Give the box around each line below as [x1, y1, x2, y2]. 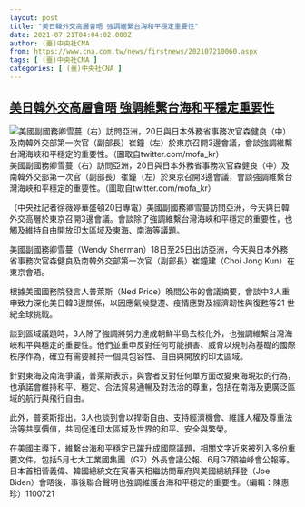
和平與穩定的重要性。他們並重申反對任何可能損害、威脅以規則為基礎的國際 [16, 339, 296, 350]
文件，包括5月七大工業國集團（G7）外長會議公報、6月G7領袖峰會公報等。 [16, 453, 295, 464]
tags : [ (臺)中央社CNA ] [9, 55, 98, 65]
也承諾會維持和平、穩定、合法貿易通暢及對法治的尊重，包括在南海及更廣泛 [9, 381, 288, 392]
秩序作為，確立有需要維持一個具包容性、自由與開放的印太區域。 [9, 351, 248, 362]
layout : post [9, 13, 59, 23]
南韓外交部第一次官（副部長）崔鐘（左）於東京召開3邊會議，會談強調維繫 [9, 171, 285, 182]
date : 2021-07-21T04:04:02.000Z [9, 30, 132, 39]
